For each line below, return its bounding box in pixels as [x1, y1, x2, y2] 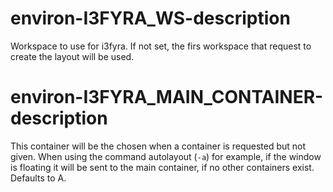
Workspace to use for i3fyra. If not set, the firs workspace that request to [10, 40, 312, 52]
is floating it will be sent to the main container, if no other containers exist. [10, 161, 315, 173]
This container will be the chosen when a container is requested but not [10, 140, 307, 152]
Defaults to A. [10, 172, 67, 184]
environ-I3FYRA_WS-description [10, 7, 291, 30]
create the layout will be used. [10, 50, 135, 62]
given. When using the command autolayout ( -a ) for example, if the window [10, 150, 322, 162]
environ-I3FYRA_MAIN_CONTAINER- [10, 86, 324, 109]
